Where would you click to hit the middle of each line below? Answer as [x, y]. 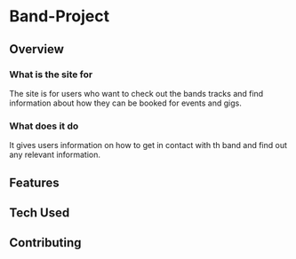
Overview [37, 49]
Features [34, 182]
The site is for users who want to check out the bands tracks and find [136, 93]
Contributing [45, 243]
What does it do [44, 126]
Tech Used [40, 212]
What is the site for [51, 75]
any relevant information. [55, 155]
